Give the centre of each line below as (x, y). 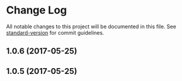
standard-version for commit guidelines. (55, 32)
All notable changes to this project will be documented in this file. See (91, 26)
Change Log (36, 10)
